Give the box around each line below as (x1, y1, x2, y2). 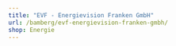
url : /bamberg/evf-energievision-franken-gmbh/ (8, 19, 169, 27)
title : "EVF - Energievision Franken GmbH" (8, 11, 155, 19)
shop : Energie (8, 26, 55, 34)
